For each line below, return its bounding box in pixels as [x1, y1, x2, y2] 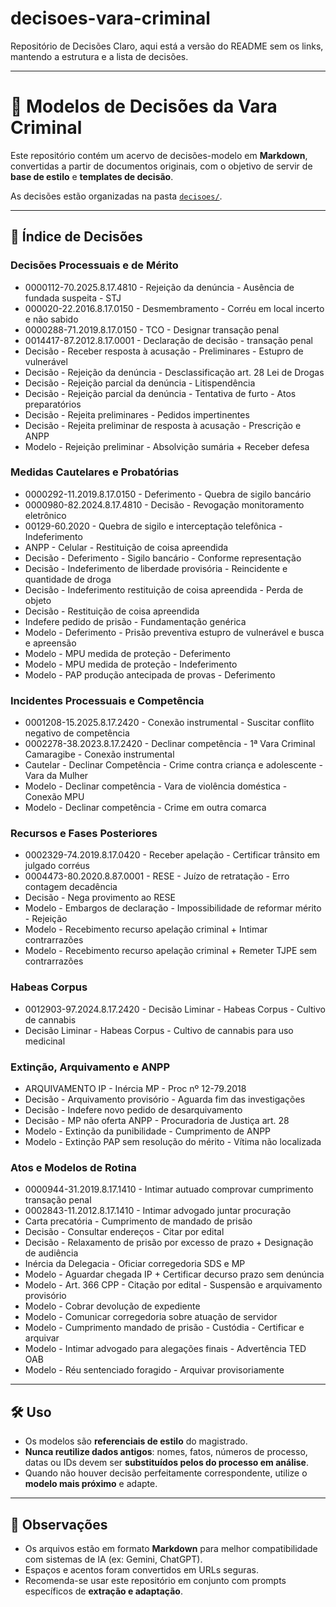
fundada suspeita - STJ [24, 292, 122, 304]
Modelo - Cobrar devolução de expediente [24, 1300, 201, 1312]
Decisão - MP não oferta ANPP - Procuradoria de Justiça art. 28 [24, 1115, 290, 1127]
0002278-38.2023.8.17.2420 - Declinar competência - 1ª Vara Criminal [24, 738, 316, 750]
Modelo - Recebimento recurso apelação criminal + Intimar [24, 923, 268, 936]
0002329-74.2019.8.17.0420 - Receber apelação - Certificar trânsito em [24, 849, 321, 861]
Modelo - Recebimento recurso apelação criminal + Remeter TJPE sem [24, 945, 318, 957]
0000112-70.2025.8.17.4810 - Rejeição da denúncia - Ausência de [24, 281, 295, 293]
